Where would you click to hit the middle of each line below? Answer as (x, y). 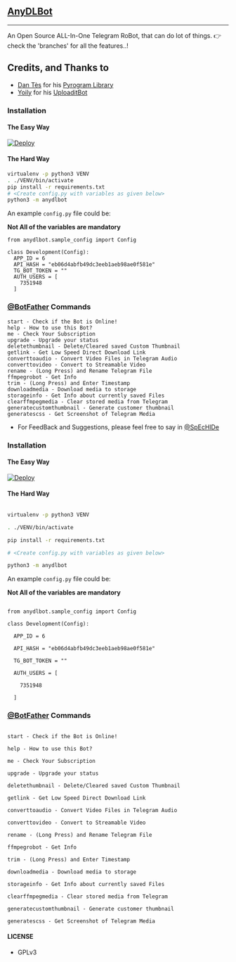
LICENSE (20, 937)
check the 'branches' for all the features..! (68, 46)
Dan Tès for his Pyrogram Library (65, 84)
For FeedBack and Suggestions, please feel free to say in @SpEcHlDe (118, 427)
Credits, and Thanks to (58, 68)
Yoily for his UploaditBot (52, 92)
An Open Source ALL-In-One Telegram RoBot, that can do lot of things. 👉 (114, 35)
